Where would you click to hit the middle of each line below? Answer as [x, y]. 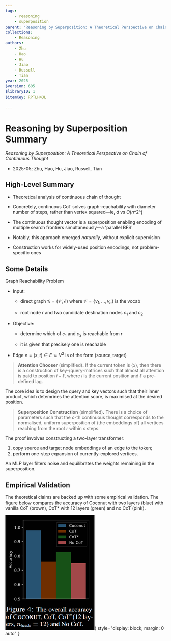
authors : [15, 43]
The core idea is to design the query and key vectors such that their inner [82, 391]
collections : [19, 32]
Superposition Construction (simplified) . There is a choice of [82, 412]
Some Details [27, 269]
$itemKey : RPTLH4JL [26, 97]
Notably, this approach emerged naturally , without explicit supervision [86, 238]
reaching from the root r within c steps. [59, 429]
